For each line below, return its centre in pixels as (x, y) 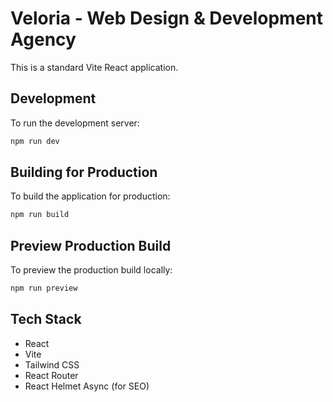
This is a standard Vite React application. (94, 67)
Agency (43, 39)
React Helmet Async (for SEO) (87, 386)
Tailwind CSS (52, 364)
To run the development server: (75, 123)
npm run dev (35, 141)
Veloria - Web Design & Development (167, 18)
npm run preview (44, 288)
